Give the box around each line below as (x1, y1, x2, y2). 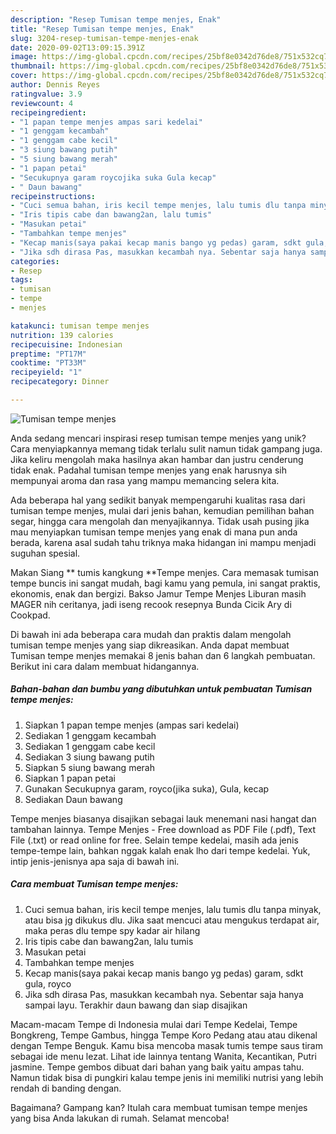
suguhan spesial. (10, 547, 81, 559)
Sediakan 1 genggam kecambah (24, 729, 157, 741)
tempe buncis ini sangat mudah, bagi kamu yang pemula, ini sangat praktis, (10, 577, 321, 589)
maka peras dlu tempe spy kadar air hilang (24, 924, 201, 936)
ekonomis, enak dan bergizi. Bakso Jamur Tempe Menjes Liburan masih (10, 587, 307, 600)
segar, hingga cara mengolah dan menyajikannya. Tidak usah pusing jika (10, 515, 310, 527)
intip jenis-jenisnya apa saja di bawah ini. (10, 855, 180, 867)
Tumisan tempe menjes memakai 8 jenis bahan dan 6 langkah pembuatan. (10, 649, 316, 661)
